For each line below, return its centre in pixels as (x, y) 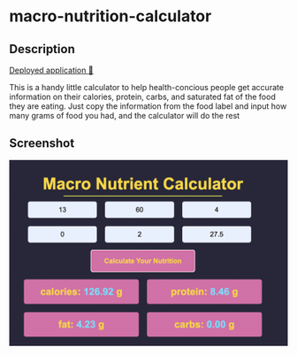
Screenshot (42, 143)
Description (42, 49)
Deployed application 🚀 (52, 70)
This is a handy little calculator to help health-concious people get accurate (147, 87)
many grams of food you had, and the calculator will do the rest (125, 116)
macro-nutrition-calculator (110, 16)
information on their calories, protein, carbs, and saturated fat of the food (142, 96)
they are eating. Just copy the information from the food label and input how (148, 106)
